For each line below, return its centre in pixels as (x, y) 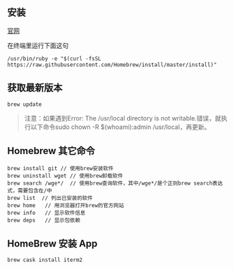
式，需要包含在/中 (30, 191)
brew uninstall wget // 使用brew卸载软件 (65, 176)
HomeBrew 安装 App (52, 244)
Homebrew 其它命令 (51, 151)
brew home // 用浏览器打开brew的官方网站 (66, 206)
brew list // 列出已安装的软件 (50, 198)
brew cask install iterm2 (45, 260)
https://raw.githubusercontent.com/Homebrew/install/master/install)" (112, 65)
